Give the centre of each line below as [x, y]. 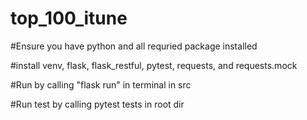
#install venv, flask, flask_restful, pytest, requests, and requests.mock [154, 65]
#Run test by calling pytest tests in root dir [97, 104]
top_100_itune [69, 18]
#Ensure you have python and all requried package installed [134, 46]
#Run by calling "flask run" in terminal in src [101, 84]
